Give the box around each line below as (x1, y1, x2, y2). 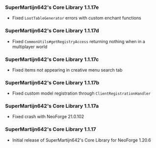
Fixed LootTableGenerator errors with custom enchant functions (12, 15, 141, 21)
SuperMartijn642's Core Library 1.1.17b (5, 79, 100, 86)
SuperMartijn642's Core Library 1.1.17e (5, 4, 99, 11)
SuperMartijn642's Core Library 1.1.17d (5, 27, 99, 34)
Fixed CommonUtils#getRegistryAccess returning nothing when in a (12, 38, 146, 44)
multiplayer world (12, 44, 48, 49)
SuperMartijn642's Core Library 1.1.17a (5, 102, 99, 109)
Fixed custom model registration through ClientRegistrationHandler (12, 90, 151, 97)
